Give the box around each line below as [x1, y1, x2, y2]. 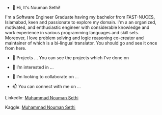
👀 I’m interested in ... [12, 64, 54, 70]
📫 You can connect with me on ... [12, 84, 81, 89]
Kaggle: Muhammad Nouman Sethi [5, 104, 76, 110]
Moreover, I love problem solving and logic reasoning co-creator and [5, 35, 144, 41]
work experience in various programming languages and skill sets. [5, 30, 139, 35]
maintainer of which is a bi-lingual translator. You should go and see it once [5, 40, 158, 46]
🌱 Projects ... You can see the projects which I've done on [12, 55, 129, 61]
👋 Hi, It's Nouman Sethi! [12, 5, 60, 10]
